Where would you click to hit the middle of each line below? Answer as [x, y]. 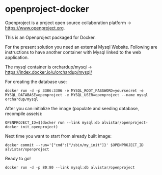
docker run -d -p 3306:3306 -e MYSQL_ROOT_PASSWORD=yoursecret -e [74, 90]
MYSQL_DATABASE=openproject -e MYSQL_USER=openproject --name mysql [77, 95]
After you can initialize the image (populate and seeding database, [72, 108]
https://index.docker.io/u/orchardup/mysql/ [49, 72]
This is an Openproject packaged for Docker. [50, 37]
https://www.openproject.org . [35, 28]
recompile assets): [24, 114]
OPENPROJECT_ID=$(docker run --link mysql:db [52, 122]
